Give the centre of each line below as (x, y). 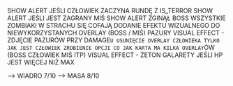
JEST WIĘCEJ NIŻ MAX (41, 62)
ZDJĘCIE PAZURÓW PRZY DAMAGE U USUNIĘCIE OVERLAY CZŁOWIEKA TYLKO (113, 40)
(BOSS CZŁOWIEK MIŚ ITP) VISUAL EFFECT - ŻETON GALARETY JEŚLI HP (115, 55)
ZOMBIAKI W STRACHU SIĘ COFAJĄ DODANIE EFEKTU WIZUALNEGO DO (114, 25)
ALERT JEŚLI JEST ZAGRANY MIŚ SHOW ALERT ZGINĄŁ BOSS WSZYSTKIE (116, 18)
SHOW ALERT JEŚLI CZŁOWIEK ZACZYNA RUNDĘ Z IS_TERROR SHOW (110, 11)
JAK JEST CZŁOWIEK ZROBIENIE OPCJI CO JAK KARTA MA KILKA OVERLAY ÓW (111, 48)
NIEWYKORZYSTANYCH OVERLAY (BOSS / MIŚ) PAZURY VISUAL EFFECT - (116, 33)
